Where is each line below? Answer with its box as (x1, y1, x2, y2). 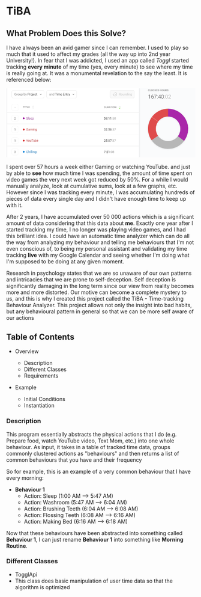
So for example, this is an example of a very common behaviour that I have (6, 468, 191, 475)
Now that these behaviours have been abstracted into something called (6, 529, 183, 536)
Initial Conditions (23, 396, 66, 403)
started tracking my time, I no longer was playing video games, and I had (6, 226, 186, 233)
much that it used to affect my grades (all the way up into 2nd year (6, 51, 171, 58)
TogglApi (14, 571, 38, 578)
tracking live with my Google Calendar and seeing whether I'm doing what (6, 251, 190, 259)
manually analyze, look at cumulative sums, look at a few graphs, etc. (6, 182, 178, 190)
